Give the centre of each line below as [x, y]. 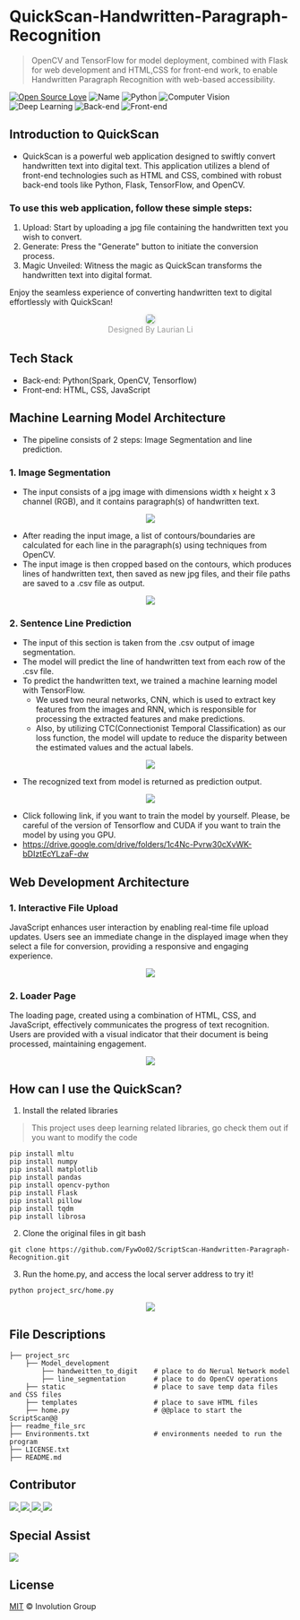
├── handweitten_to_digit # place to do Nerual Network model [166, 1371]
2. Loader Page [43, 995]
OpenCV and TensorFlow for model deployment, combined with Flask [159, 60]
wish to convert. [52, 237]
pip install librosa [48, 1217]
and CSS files [36, 1395]
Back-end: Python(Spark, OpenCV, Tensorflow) [109, 380]
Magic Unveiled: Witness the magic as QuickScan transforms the [142, 265]
